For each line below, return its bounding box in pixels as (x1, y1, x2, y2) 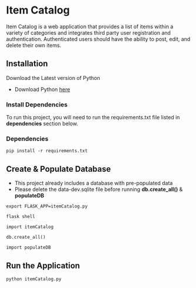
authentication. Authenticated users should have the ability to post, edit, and (6, 35, 191, 42)
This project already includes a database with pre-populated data (14, 180, 173, 187)
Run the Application (6, 260, 80, 270)
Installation (6, 59, 48, 69)
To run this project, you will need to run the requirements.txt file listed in (6, 114, 180, 121)
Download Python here (14, 86, 70, 93)
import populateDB (6, 245, 51, 250)
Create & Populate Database (6, 164, 111, 174)
